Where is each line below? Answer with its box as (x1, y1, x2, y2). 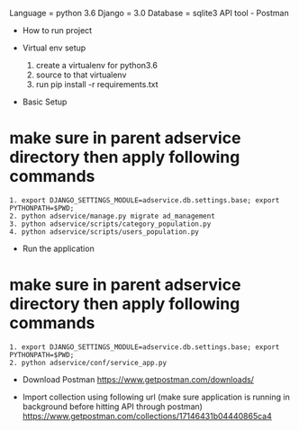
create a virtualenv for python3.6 (35, 60, 158, 70)
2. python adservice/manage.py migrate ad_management (9, 211, 216, 220)
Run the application (22, 243, 95, 254)
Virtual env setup (22, 42, 86, 53)
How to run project (22, 25, 93, 35)
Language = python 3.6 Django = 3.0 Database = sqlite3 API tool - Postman (9, 8, 290, 18)
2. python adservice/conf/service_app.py (9, 358, 168, 367)
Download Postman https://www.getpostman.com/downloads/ (22, 373, 255, 385)
